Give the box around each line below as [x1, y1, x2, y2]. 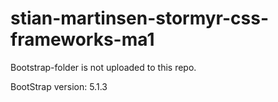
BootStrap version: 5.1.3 [10, 80, 108, 92]
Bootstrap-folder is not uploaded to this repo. [10, 61, 197, 73]
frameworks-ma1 [10, 28, 155, 51]
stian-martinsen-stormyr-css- [10, 7, 270, 30]
